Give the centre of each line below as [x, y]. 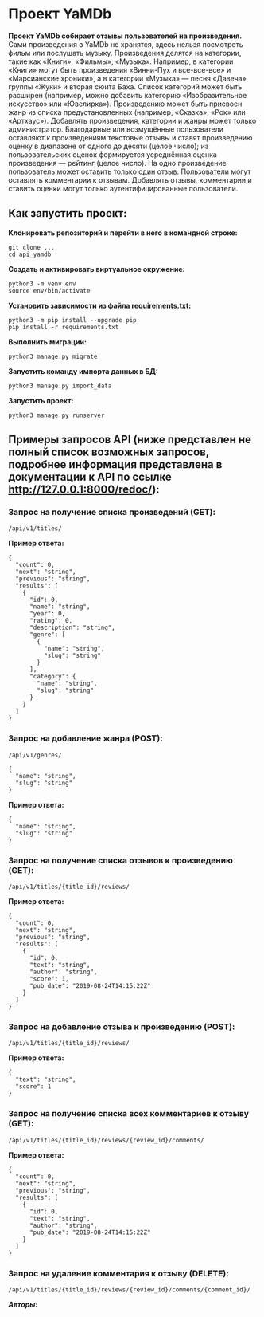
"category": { [53, 677]
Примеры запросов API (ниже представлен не [130, 440]
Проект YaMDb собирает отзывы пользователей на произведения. [125, 36]
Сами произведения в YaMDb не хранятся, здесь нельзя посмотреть [126, 44]
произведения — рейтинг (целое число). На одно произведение [117, 163]
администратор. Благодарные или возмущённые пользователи [116, 129]
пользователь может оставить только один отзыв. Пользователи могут [130, 171]
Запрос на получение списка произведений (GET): [112, 513]
